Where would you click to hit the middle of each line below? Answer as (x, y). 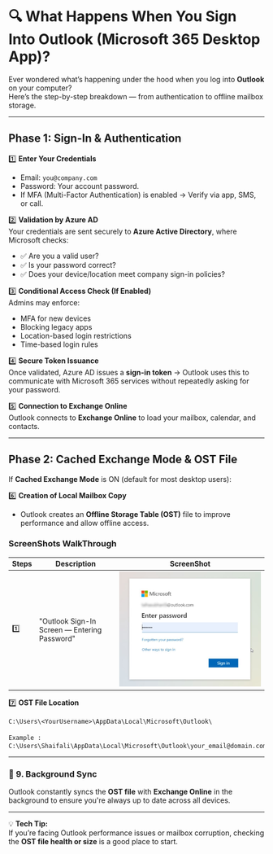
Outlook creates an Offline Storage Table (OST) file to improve (125, 514)
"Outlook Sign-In (68, 621)
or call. (32, 203)
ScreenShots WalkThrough (63, 544)
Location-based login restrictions (76, 335)
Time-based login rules (59, 344)
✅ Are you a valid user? (59, 256)
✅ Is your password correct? (68, 265)
